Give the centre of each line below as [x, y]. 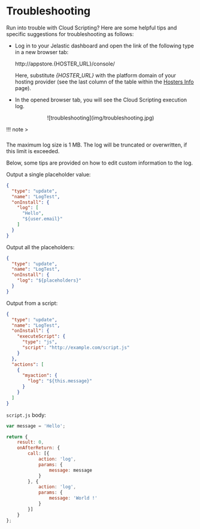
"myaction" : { [40, 376]
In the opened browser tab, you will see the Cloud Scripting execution [101, 100]
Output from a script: [32, 303]
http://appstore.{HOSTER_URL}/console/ [65, 64]
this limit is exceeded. [33, 151]
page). [23, 88]
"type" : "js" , [40, 342]
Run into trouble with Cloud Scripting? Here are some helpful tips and [92, 28]
